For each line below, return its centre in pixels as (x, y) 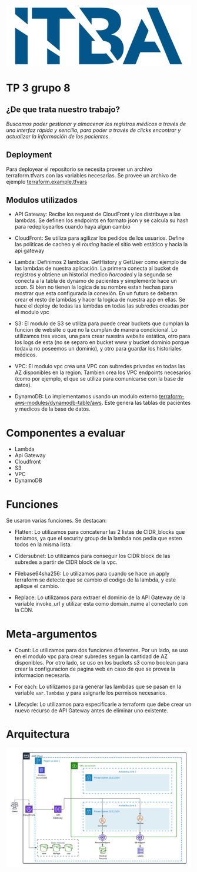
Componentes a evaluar (66, 433)
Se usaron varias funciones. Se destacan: (56, 521)
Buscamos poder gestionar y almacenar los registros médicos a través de (96, 124)
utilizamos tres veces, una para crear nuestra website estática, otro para (102, 336)
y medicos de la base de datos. (52, 409)
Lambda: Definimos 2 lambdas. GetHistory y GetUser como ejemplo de (101, 262)
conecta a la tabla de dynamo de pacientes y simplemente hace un (96, 281)
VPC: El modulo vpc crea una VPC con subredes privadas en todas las (100, 366)
